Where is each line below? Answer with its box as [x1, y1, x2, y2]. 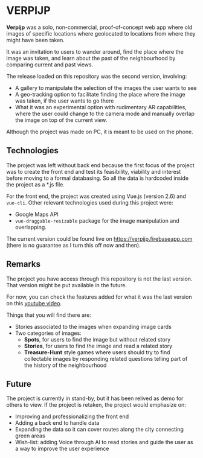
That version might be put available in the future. [6, 281, 127, 288]
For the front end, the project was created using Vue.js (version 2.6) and [6, 192, 186, 200]
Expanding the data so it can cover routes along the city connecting [14, 426, 184, 433]
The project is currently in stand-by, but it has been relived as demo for [6, 395, 184, 402]
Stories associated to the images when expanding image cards [14, 323, 172, 330]
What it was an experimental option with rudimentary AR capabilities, [14, 103, 187, 110]
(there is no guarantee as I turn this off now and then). [6, 241, 141, 249]
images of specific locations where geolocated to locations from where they [6, 30, 196, 37]
